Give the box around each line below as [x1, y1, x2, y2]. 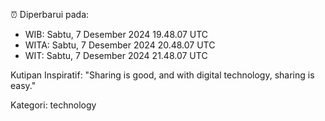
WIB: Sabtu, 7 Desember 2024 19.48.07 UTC [24, 29, 209, 40]
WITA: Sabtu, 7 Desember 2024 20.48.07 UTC [24, 39, 216, 51]
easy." [10, 80, 37, 91]
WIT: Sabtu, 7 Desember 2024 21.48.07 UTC [24, 50, 208, 61]
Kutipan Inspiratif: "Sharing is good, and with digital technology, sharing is [10, 69, 315, 81]
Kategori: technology [10, 99, 97, 111]
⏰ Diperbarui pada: [10, 9, 90, 20]
